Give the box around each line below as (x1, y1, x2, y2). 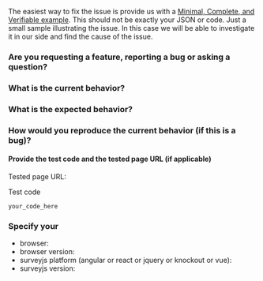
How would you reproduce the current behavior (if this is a (8, 125, 236, 136)
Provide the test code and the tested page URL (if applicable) (8, 154, 212, 164)
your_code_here (8, 202, 58, 210)
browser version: (19, 247, 75, 257)
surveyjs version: (19, 264, 76, 273)
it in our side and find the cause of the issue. (8, 32, 153, 41)
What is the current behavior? (8, 82, 126, 93)
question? (8, 61, 48, 72)
